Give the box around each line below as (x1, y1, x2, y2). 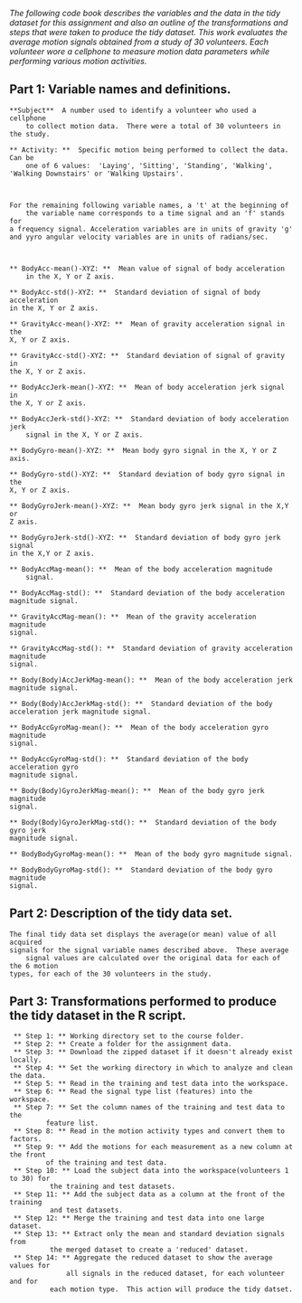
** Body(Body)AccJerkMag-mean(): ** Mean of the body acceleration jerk (9, 675, 294, 685)
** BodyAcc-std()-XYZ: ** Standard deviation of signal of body (9, 288, 260, 297)
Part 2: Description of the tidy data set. (9, 906, 233, 921)
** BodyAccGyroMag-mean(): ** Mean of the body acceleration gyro (9, 722, 269, 732)
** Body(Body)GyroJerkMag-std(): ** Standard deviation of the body (9, 817, 278, 826)
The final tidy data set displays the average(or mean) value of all (9, 930, 278, 939)
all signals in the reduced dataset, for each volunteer (66, 1270, 285, 1279)
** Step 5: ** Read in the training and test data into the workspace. (13, 1080, 289, 1089)
